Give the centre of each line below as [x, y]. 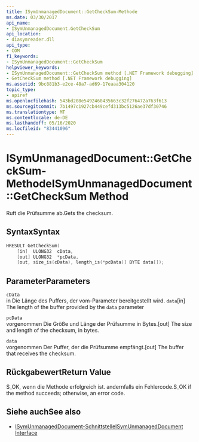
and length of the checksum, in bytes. [53, 331]
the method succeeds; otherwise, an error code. [66, 393]
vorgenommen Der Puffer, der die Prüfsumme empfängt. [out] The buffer [95, 347]
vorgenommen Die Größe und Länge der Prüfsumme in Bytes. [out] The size [99, 324]
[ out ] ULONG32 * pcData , [48, 257]
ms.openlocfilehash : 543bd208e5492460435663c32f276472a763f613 [87, 101]
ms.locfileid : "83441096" [38, 129]
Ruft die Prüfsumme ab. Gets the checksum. [60, 213]
